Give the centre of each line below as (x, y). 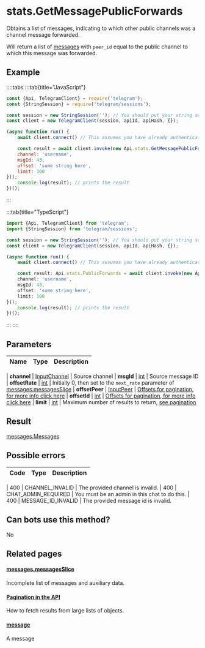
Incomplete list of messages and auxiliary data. (66, 583)
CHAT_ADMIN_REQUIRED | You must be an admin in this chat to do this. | (98, 494)
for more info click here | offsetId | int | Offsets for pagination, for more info (101, 396)
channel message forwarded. (43, 34)
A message (20, 638)
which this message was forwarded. (52, 53)
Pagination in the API (33, 597)
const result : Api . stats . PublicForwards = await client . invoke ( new (105, 274)
